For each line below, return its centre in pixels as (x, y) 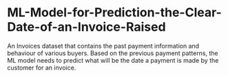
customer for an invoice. (42, 67)
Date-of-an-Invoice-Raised (87, 27)
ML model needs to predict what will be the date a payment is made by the (113, 60)
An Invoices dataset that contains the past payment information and (103, 46)
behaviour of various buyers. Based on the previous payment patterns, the (113, 53)
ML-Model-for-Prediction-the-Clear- (114, 13)
